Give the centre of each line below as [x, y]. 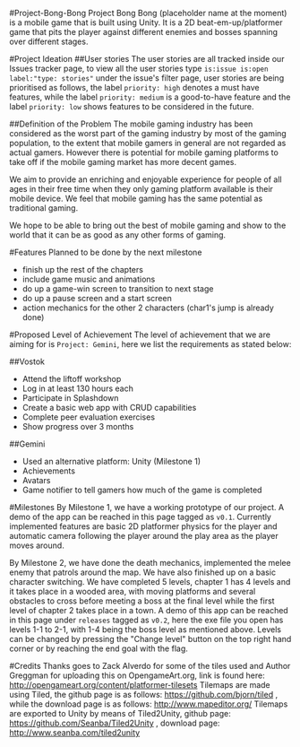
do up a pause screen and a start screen [97, 298]
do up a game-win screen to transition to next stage [118, 289]
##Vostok [27, 361]
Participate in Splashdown [70, 398]
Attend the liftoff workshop [72, 379]
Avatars [36, 480]
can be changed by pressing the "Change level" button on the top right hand [150, 639]
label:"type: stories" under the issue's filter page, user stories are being [147, 78]
